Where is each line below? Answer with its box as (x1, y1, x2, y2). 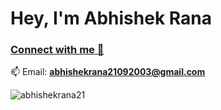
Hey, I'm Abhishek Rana (10, 7, 212, 30)
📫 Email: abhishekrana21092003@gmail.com (10, 66, 206, 78)
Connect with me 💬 (10, 43, 105, 57)
